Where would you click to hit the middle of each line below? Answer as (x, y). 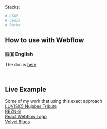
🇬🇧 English (19, 54)
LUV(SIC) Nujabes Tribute (31, 106)
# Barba (13, 25)
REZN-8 (13, 111)
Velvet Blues (18, 122)
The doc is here (21, 65)
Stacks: (13, 7)
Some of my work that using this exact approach (54, 101)
